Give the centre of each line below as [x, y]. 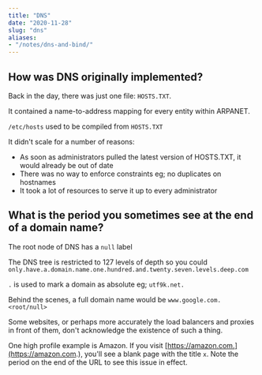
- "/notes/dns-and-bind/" [51, 45]
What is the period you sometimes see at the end [131, 215]
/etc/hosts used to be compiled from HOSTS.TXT [86, 126]
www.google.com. [195, 300]
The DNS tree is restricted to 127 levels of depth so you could [108, 262]
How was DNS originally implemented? [106, 77]
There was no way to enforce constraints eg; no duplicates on [120, 174]
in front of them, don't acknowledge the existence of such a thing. [116, 330]
